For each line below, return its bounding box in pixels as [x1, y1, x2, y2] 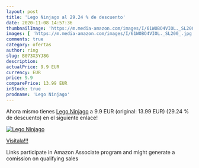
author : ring [6, 47, 38, 53]
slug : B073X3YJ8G [6, 53, 49, 59]
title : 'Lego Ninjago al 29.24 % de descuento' [6, 14, 126, 20]
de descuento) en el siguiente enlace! [6, 114, 98, 121]
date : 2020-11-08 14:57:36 [6, 20, 73, 26]
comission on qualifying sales [6, 155, 79, 162]
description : [6, 58, 38, 64]
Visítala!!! [6, 137, 28, 144]
